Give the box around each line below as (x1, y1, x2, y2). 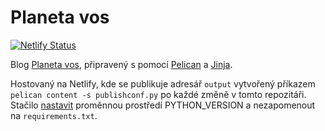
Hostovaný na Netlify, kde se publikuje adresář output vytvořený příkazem (10, 77, 316, 90)
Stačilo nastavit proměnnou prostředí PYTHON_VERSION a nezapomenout (10, 99, 316, 111)
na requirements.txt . (10, 109, 98, 121)
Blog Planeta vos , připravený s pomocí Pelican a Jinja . (10, 58, 233, 70)
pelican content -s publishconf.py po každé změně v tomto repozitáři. (10, 88, 307, 100)
